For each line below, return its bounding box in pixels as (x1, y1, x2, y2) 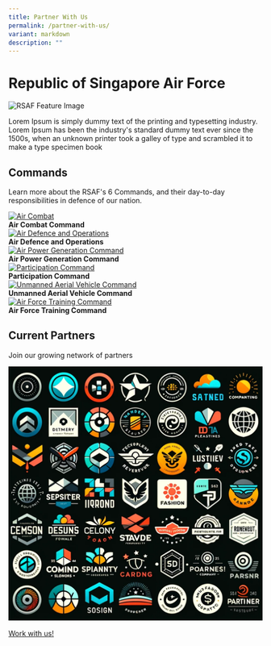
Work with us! (8, 628, 54, 638)
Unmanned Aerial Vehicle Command (8, 289, 133, 298)
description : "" (8, 39, 63, 47)
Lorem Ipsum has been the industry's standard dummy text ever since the (8, 125, 254, 135)
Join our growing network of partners (8, 350, 133, 360)
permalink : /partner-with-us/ (8, 21, 110, 30)
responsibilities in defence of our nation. (8, 196, 143, 205)
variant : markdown (8, 30, 70, 38)
